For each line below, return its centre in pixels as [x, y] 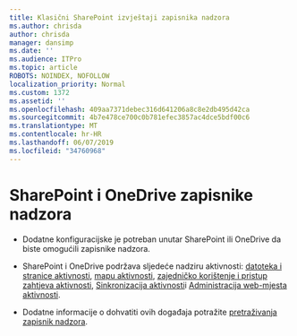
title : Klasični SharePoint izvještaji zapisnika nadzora [119, 17]
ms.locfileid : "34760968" [57, 151]
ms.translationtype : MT [54, 126]
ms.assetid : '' [38, 101]
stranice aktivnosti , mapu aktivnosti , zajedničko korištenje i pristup [145, 275]
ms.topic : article [43, 68]
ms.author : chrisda [46, 26]
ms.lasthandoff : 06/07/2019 [62, 142]
